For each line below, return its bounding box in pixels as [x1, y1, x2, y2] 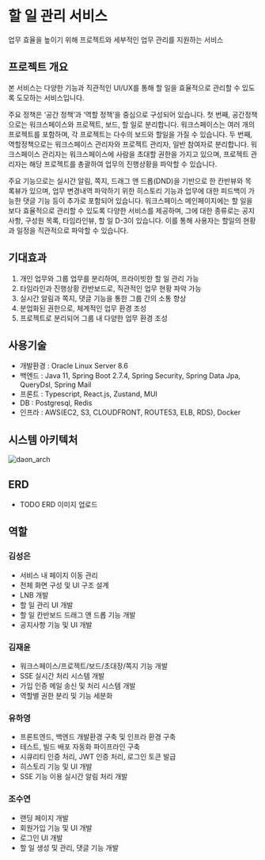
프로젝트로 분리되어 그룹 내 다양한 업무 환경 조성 [19, 313, 168, 323]
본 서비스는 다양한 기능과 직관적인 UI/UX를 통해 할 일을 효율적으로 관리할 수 [8, 82, 240, 92]
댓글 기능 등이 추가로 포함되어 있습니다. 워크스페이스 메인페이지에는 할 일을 [22, 196, 253, 205]
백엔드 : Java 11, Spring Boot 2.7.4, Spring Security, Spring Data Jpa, [19, 371, 241, 380]
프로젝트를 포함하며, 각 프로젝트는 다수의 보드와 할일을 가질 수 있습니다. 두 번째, [8, 129, 253, 139]
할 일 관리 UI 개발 [19, 600, 74, 610]
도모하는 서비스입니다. [16, 93, 85, 102]
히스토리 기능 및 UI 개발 [19, 762, 93, 771]
